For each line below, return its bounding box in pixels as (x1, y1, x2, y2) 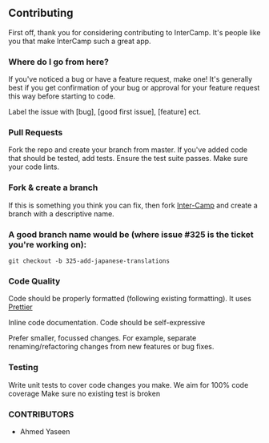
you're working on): (8, 239, 86, 250)
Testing (8, 362, 38, 373)
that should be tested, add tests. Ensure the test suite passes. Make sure (8, 154, 248, 163)
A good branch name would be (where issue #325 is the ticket (8, 228, 254, 240)
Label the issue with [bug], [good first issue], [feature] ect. (8, 107, 202, 117)
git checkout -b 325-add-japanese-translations (8, 257, 171, 265)
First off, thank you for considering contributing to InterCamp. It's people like (8, 27, 261, 37)
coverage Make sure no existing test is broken (8, 389, 161, 398)
